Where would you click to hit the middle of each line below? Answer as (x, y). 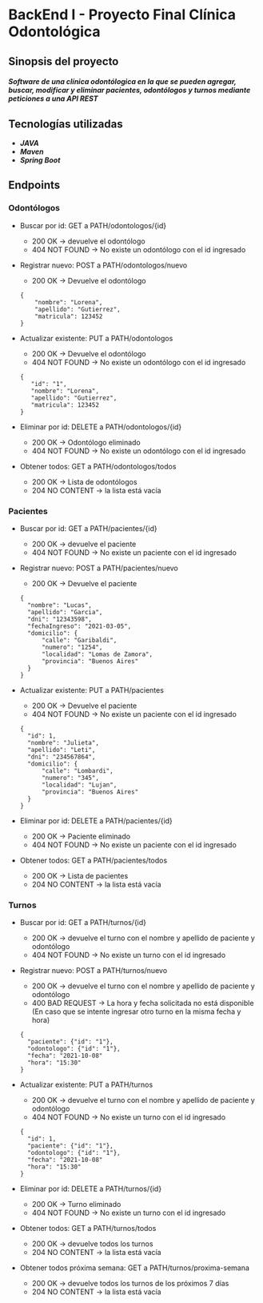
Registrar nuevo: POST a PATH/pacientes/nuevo (99, 568)
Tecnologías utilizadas (66, 124)
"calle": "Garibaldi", (79, 640)
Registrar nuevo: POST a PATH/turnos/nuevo (94, 971)
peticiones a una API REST (53, 99)
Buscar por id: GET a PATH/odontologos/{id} (93, 225)
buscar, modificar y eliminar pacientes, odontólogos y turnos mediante (130, 90)
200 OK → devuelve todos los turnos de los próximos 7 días (130, 1284)
